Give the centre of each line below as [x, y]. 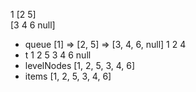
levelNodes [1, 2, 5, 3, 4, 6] [80, 65]
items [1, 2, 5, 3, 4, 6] [68, 76]
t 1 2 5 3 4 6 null [58, 55]
